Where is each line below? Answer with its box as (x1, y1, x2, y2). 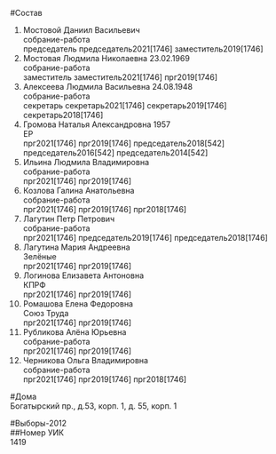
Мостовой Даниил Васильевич (22, 25, 140, 35)
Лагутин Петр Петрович (22, 213, 115, 224)
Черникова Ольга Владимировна (22, 355, 149, 365)
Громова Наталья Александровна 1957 (22, 119, 171, 130)
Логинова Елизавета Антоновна (22, 270, 145, 281)
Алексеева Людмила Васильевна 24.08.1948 (22, 82, 193, 92)
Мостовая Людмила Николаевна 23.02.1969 (22, 53, 190, 63)
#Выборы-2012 (10, 418, 67, 428)
